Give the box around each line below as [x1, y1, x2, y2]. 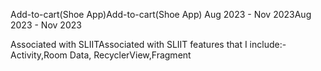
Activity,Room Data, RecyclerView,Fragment [10, 49, 192, 61]
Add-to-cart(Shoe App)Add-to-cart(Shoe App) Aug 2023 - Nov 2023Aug [10, 9, 312, 20]
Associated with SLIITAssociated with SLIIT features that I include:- [10, 39, 287, 50]
